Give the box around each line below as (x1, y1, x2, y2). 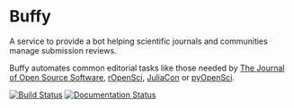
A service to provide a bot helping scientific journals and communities (9, 36, 268, 46)
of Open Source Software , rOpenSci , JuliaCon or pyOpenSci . (9, 71, 236, 82)
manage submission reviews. (9, 45, 117, 55)
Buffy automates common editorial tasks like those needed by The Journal (9, 62, 285, 73)
